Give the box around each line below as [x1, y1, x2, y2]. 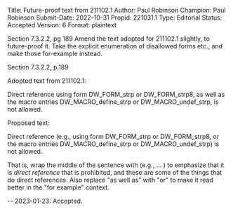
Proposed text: [7, 119, 51, 127]
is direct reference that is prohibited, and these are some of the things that [7, 168, 222, 176]
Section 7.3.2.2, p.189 [7, 63, 69, 71]
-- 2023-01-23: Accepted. [7, 197, 83, 205]
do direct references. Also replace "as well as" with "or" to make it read [7, 175, 214, 184]
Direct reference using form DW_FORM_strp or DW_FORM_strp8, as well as [7, 91, 225, 98]
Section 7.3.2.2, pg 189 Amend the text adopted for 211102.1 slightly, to [7, 34, 211, 43]
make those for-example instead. [7, 49, 103, 58]
